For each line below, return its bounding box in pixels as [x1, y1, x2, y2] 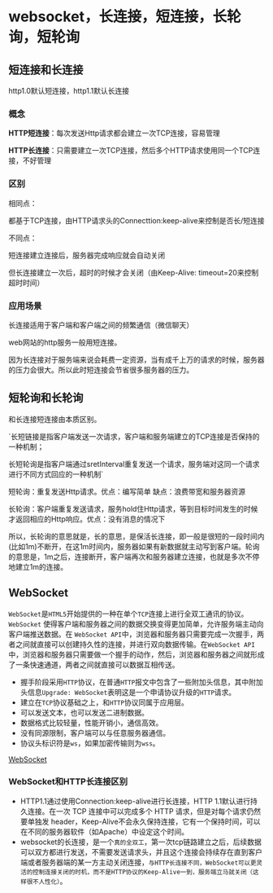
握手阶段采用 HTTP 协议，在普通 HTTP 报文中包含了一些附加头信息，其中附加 [19, 677, 264, 687]
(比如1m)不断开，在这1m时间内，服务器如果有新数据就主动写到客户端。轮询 [8, 541, 260, 551]
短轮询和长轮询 [8, 391, 84, 405]
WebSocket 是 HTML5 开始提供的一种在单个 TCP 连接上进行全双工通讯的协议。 [8, 609, 249, 618]
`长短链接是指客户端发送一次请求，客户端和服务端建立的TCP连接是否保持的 [8, 431, 260, 441]
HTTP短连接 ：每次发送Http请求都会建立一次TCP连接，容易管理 [8, 128, 221, 139]
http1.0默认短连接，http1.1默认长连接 [8, 86, 130, 95]
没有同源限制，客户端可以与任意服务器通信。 [19, 728, 171, 737]
